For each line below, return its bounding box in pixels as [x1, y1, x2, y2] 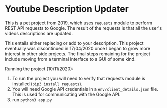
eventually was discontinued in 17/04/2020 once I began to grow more [5, 45, 151, 51]
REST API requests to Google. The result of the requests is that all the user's [5, 25, 162, 31]
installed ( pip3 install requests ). [12, 81, 83, 87]
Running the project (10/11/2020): [5, 66, 74, 72]
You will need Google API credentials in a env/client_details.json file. [12, 86, 159, 92]
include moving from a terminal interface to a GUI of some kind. [5, 56, 136, 62]
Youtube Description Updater [5, 3, 129, 15]
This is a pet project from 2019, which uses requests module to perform [5, 20, 152, 26]
